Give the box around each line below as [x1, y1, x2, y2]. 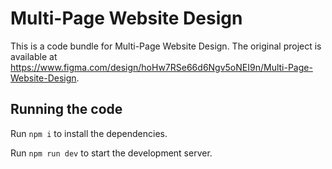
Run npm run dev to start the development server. [10, 147, 213, 159]
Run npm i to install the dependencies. [10, 127, 168, 139]
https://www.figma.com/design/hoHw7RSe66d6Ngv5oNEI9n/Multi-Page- [10, 61, 313, 73]
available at [10, 50, 58, 62]
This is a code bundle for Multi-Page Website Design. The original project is [10, 40, 322, 52]
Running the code [10, 101, 123, 118]
